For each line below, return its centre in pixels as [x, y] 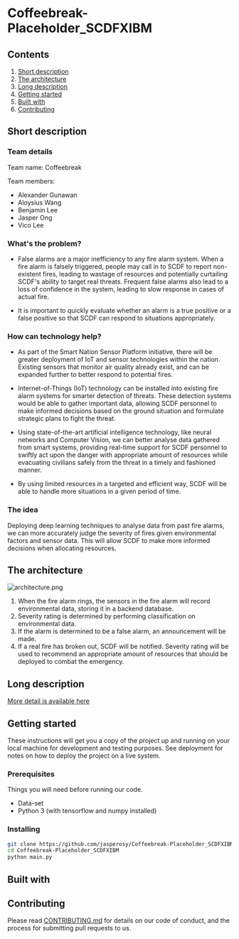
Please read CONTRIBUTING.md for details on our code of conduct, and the [118, 921]
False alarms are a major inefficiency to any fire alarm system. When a [121, 259]
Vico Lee [31, 225]
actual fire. [33, 296]
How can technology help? [54, 336]
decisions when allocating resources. [62, 548]
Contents [28, 54]
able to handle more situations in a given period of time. [99, 491]
